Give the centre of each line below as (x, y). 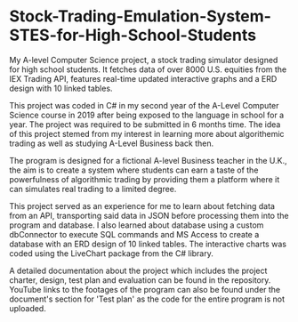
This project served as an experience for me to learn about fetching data (142, 205)
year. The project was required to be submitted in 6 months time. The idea (145, 124)
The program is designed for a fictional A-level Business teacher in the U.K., (148, 160)
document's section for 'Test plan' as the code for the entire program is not (147, 299)
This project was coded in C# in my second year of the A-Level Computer (144, 105)
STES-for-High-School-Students (133, 35)
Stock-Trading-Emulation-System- (140, 16)
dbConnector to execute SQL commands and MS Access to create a (134, 234)
